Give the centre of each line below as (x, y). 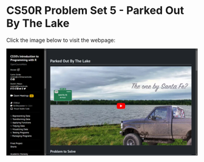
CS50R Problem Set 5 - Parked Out (95, 11)
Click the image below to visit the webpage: (61, 40)
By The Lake (38, 23)
